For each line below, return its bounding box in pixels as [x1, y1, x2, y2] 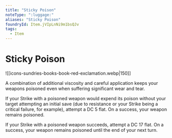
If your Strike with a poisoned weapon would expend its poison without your [5, 95, 166, 101]
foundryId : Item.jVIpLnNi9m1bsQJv [5, 21, 80, 27]
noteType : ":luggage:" [5, 12, 54, 17]
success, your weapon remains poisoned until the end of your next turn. [5, 127, 158, 133]
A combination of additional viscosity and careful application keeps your [5, 80, 158, 86]
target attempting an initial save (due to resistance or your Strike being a [5, 101, 158, 107]
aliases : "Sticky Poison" [5, 17, 61, 22]
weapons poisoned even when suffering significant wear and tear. [5, 85, 145, 91]
